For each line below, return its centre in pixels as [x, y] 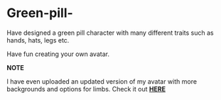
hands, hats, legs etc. [38, 40]
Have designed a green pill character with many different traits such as [110, 33]
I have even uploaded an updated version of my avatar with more [102, 81]
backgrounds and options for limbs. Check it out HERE [86, 89]
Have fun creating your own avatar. [58, 54]
